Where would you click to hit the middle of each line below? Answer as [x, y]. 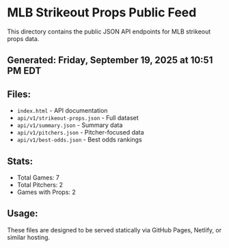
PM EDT [24, 71]
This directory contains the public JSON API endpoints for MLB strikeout [109, 31]
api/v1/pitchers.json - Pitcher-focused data [81, 133]
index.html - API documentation [62, 111]
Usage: [23, 213]
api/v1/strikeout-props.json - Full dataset [78, 118]
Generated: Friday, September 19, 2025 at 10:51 [110, 60]
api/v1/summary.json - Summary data [70, 125]
